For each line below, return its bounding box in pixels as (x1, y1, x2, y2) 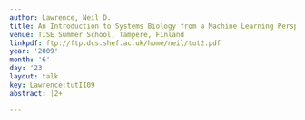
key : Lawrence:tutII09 (9, 80, 95, 89)
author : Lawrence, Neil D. (9, 13, 112, 23)
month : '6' (9, 55, 51, 64)
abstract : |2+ (9, 88, 64, 97)
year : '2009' (9, 47, 59, 56)
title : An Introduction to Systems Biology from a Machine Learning (9, 22, 274, 31)
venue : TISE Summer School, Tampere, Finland (9, 30, 184, 39)
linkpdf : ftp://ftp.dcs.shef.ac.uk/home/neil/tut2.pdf (9, 38, 221, 48)
